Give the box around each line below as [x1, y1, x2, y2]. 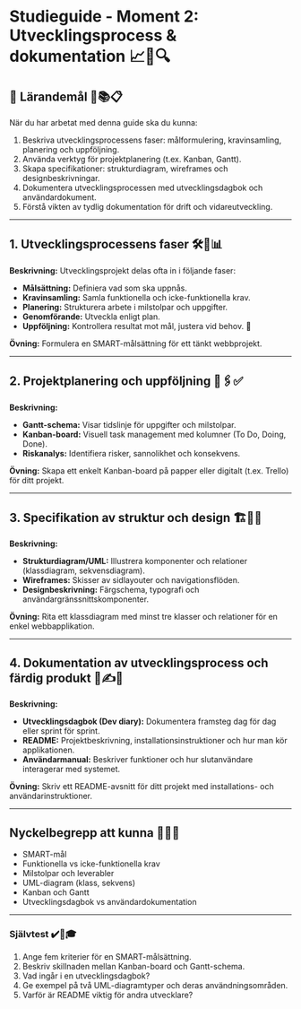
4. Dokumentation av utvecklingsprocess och [9, 655, 269, 670]
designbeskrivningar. [21, 173, 100, 183]
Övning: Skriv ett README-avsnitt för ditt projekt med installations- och [9, 781, 275, 792]
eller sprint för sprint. [21, 726, 100, 736]
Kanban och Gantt [21, 887, 90, 898]
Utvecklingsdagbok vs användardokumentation [21, 897, 197, 908]
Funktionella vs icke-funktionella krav [21, 858, 161, 869]
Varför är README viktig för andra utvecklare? [21, 989, 193, 1001]
